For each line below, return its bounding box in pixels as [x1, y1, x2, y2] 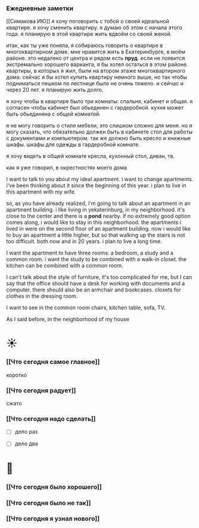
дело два [14, 440, 39, 448]
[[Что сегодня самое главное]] [6, 358, 100, 366]
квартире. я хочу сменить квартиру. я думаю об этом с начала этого [6, 24, 183, 31]
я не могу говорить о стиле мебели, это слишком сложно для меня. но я [6, 122, 192, 129]
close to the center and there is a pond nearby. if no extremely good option [6, 213, 191, 220]
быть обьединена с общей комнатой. [6, 110, 101, 117]
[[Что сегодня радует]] [6, 386, 76, 395]
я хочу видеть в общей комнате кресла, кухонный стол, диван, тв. [6, 153, 175, 160]
